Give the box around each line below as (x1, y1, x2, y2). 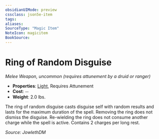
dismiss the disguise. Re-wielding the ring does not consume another (5, 114, 148, 120)
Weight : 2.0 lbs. (12, 93, 46, 100)
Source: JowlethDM (5, 129, 46, 135)
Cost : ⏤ (12, 88, 29, 94)
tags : (5, 16, 16, 21)
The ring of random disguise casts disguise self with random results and (5, 103, 154, 109)
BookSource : (5, 35, 30, 40)
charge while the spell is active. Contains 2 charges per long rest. (5, 119, 140, 125)
